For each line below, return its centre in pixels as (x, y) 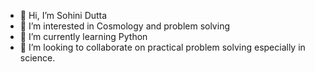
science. (37, 58)
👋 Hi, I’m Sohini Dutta (63, 15)
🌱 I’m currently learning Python (83, 36)
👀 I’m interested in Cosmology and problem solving (124, 26)
